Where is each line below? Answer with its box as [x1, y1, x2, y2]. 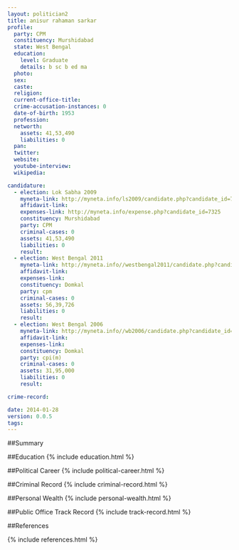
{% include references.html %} [7, 535, 98, 544]
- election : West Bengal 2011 [14, 255, 103, 262]
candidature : [7, 182, 46, 189]
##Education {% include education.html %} [7, 453, 135, 461]
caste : [14, 83, 33, 90]
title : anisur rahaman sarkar [7, 17, 97, 24]
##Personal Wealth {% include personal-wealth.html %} [7, 494, 172, 502]
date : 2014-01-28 [7, 406, 59, 413]
